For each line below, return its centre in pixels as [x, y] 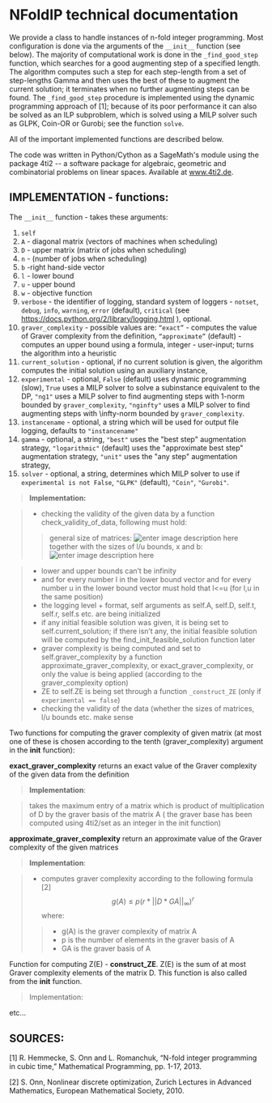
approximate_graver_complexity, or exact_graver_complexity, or [147, 665]
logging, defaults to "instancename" [80, 430]
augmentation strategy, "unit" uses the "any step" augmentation [129, 456]
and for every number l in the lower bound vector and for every [146, 579]
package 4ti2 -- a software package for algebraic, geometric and [118, 163]
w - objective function [56, 292]
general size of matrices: [91, 538]
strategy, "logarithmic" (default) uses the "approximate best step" [132, 448]
